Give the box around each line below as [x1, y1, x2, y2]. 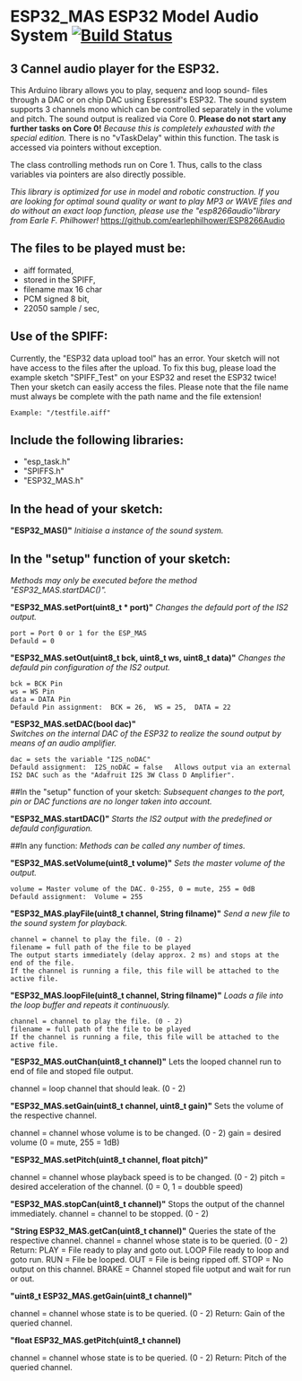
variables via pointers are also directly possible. [10, 169, 186, 179]
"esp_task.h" [22, 456, 71, 468]
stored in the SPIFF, [22, 274, 96, 284]
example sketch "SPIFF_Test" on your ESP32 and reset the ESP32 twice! [10, 371, 277, 382]
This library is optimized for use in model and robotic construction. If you [10, 187, 280, 197]
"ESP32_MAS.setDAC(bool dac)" [10, 719, 137, 730]
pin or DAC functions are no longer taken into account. [10, 796, 213, 807]
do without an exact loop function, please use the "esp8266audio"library [10, 205, 280, 216]
